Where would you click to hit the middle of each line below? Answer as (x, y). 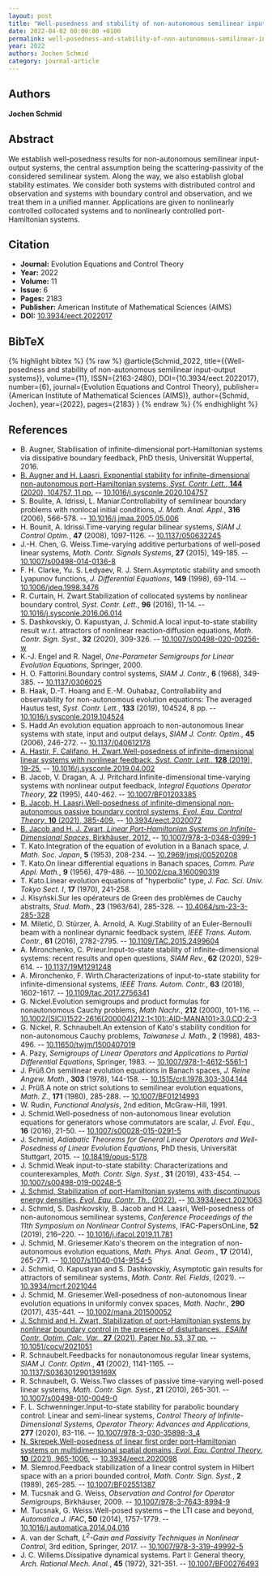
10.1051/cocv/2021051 (56, 1346)
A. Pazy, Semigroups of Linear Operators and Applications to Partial (134, 1053)
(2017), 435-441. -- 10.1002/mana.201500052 (96, 1311)
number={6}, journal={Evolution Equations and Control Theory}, (115, 387)
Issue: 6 (34, 290)
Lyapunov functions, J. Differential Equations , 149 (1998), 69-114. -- (133, 578)
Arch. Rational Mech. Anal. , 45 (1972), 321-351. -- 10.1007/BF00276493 (139, 1563)
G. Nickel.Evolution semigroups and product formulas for (115, 1001)
